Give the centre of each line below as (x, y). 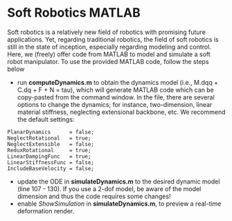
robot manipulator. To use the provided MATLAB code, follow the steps (108, 61)
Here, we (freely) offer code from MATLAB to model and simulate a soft (109, 54)
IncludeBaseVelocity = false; (51, 168)
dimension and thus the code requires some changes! (94, 196)
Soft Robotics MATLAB (74, 13)
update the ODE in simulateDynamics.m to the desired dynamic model (118, 181)
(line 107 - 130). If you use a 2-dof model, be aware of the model (109, 188)
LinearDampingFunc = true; (49, 156)
